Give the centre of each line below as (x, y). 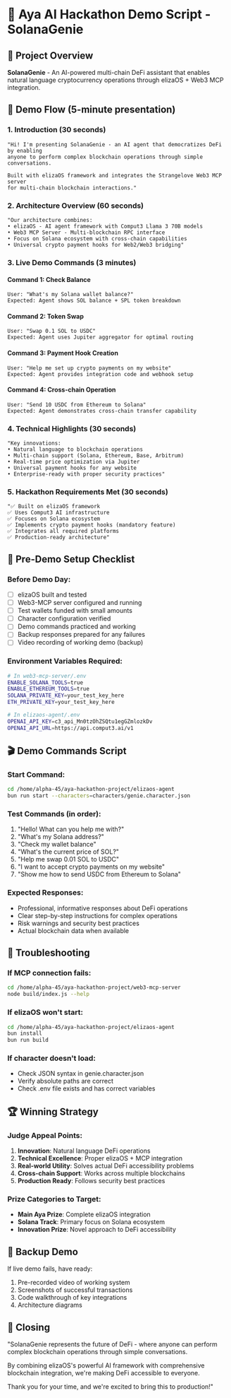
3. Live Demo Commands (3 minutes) (72, 262)
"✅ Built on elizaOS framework (54, 507)
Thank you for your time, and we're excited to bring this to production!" (110, 1387)
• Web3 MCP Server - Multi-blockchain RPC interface (86, 233)
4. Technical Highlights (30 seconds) (72, 428)
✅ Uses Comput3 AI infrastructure (58, 513)
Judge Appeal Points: (45, 1135)
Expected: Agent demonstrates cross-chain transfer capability (102, 411)
